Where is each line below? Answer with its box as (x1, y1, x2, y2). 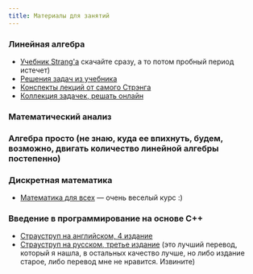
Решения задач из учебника (19, 73, 118, 83)
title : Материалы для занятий (8, 11, 110, 20)
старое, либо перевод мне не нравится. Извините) (19, 257, 196, 267)
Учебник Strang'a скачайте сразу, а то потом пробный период (19, 56, 234, 66)
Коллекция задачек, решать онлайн (19, 90, 143, 101)
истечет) (19, 65, 51, 75)
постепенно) (8, 152, 61, 164)
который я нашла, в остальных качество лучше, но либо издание (19, 248, 246, 258)
